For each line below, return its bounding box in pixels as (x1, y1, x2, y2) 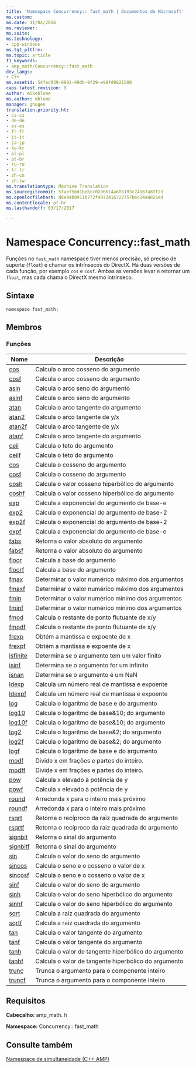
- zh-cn (6, 173, 25, 179)
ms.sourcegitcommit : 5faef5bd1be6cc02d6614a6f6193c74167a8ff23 (6, 189, 164, 194)
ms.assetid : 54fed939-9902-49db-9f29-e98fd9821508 (6, 80, 132, 86)
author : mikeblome (6, 90, 51, 96)
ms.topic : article (6, 52, 51, 58)
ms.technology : (6, 36, 43, 42)
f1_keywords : (6, 58, 38, 63)
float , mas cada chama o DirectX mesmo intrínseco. (6, 274, 133, 281)
